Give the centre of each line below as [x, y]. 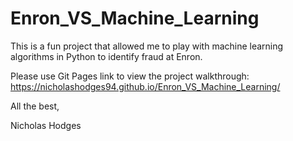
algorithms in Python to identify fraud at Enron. [106, 56]
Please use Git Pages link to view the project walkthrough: [130, 76]
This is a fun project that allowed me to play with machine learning [147, 46]
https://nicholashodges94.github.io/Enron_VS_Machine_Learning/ [145, 86]
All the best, [35, 106]
